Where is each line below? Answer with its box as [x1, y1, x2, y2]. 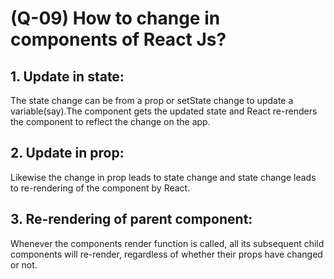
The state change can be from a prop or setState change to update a [10, 95, 294, 106]
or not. [10, 258, 38, 271]
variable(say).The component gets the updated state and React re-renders [10, 105, 318, 117]
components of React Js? [10, 28, 227, 51]
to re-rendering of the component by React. [10, 182, 191, 194]
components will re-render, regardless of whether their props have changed [10, 248, 323, 260]
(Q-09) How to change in [10, 7, 221, 30]
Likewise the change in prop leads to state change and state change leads [10, 171, 317, 183]
